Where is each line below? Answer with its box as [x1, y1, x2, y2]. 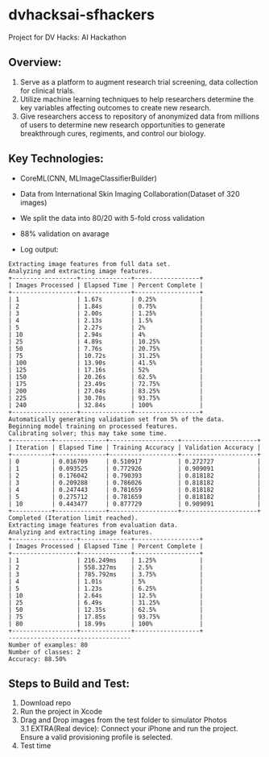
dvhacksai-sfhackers [8, 6, 155, 24]
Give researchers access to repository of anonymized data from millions [19, 111, 260, 121]
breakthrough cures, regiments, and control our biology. [19, 128, 206, 138]
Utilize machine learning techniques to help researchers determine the [19, 94, 254, 104]
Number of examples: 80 [8, 641, 89, 649]
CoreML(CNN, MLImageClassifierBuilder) [19, 173, 157, 183]
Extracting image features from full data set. [8, 260, 172, 268]
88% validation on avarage [19, 228, 110, 239]
